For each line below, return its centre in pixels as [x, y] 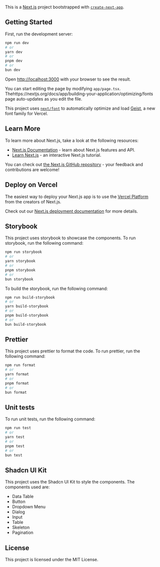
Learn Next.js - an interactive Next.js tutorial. [57, 155]
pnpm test [15, 446]
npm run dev [17, 43]
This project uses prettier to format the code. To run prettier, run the [73, 351]
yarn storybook [20, 261]
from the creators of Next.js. [33, 201]
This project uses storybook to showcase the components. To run [71, 238]
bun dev [13, 70]
